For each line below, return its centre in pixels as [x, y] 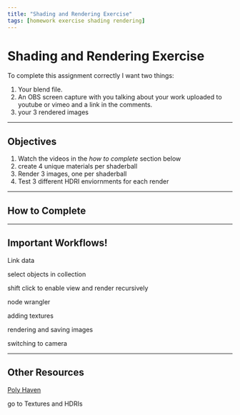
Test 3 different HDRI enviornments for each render [93, 181]
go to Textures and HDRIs [45, 404]
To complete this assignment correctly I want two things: [91, 76]
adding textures [30, 316]
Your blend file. [40, 89]
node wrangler [29, 301]
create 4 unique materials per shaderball [77, 166]
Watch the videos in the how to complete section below [99, 159]
